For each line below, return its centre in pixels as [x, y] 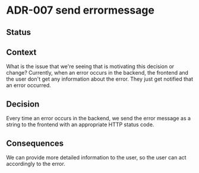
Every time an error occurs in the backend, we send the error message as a [99, 118]
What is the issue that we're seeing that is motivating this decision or [90, 66]
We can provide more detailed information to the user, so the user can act [96, 158]
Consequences [35, 143]
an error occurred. [29, 85]
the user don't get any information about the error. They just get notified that [100, 79]
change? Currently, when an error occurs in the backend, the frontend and [97, 73]
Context [21, 52]
